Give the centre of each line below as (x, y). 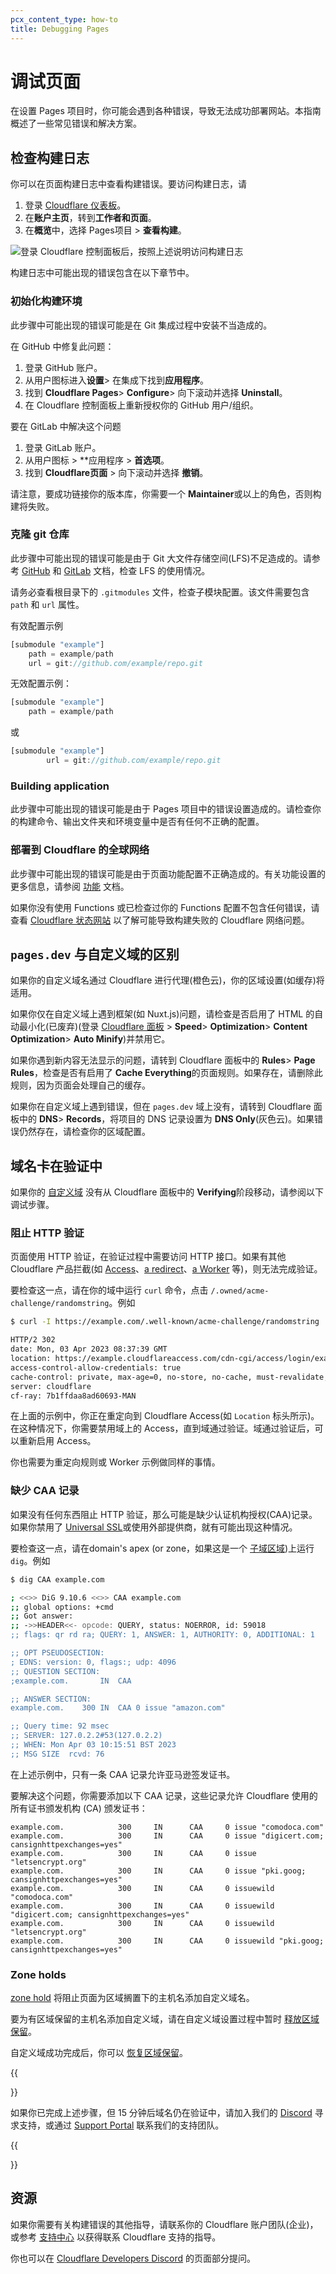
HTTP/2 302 (33, 1340)
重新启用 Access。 (57, 1441)
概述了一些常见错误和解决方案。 (76, 123)
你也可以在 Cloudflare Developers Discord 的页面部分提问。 (133, 2258)
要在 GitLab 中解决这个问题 (66, 426)
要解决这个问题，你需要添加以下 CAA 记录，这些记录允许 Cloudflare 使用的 (164, 1795)
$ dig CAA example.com (57, 1579)
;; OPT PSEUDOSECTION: (57, 1653)
